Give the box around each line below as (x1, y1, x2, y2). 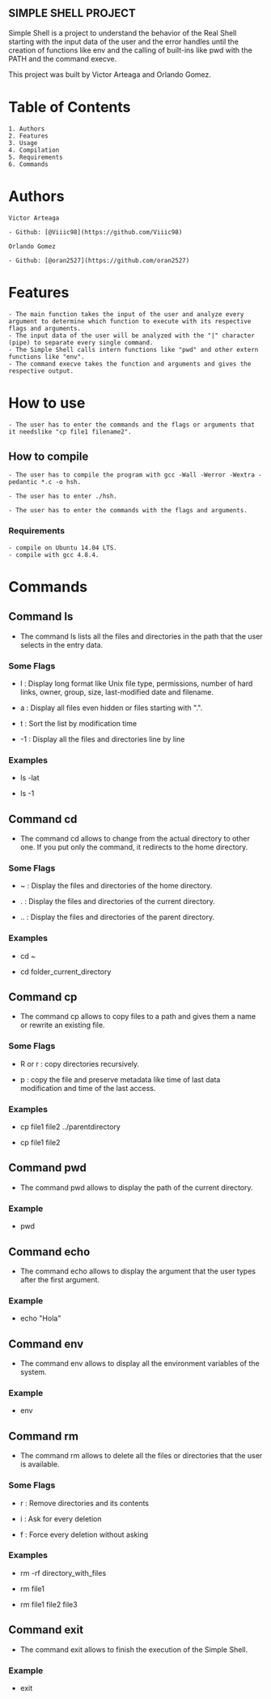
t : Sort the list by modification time (19, 718, 138, 728)
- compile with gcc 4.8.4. (8, 550, 100, 558)
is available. (19, 1459, 60, 1470)
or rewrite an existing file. (19, 1021, 105, 1030)
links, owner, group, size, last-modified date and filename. (19, 687, 214, 696)
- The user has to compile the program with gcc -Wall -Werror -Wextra (8, 471, 255, 479)
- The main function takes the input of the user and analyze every (8, 310, 244, 319)
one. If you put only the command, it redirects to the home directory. (19, 842, 248, 852)
